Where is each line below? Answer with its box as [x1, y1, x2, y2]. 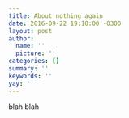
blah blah [8, 102, 40, 112]
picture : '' [15, 49, 57, 57]
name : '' [15, 42, 45, 50]
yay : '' [8, 79, 35, 87]
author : [8, 34, 35, 43]
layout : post [8, 27, 53, 35]
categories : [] [8, 57, 60, 65]
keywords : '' [8, 72, 53, 80]
